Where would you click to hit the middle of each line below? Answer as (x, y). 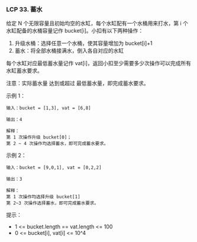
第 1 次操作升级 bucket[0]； (39, 137)
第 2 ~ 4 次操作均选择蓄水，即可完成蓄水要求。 (57, 144)
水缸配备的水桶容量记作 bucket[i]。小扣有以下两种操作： (75, 31)
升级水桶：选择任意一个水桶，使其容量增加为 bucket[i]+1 (83, 43)
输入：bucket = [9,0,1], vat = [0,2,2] (54, 168)
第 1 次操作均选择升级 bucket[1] (43, 197)
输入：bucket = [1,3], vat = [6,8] (49, 108)
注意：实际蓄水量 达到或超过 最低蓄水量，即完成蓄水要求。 (77, 83)
